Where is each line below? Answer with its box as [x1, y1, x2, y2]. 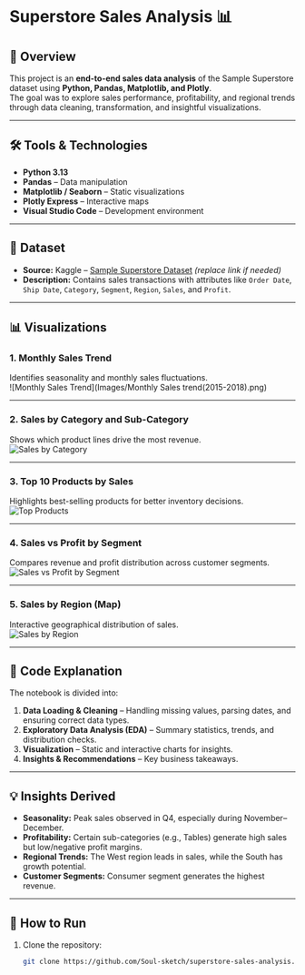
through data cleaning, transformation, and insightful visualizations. [9, 102, 261, 113]
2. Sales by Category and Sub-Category [9, 413, 189, 426]
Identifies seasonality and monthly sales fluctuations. [9, 372, 209, 383]
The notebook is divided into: [9, 687, 119, 698]
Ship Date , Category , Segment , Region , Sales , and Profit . [22, 283, 231, 295]
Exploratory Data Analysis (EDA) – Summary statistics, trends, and [22, 725, 274, 736]
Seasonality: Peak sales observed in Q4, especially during [22, 813, 242, 824]
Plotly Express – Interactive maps [22, 196, 150, 207]
